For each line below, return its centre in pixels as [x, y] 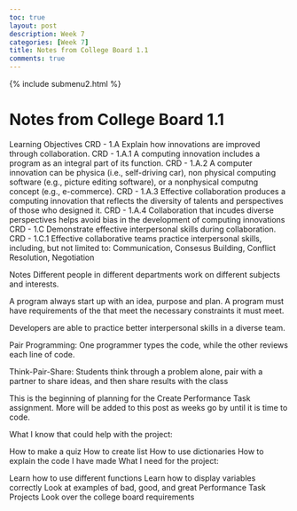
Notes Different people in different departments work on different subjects [145, 274]
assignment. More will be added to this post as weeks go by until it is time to [148, 407]
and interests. [34, 284]
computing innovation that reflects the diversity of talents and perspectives [146, 200]
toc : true [27, 17]
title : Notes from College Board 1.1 [79, 51]
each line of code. [42, 354]
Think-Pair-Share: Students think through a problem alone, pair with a [136, 371]
